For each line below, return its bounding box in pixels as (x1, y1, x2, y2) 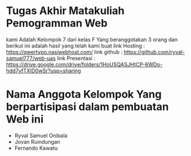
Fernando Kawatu (14, 144, 58, 151)
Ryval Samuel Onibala (14, 132, 68, 139)
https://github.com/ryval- (123, 48, 185, 55)
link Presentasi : (56, 55, 96, 62)
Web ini (6, 113, 44, 126)
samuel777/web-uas (6, 55, 56, 62)
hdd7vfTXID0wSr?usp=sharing (6, 67, 81, 74)
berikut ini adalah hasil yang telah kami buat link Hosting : (6, 42, 145, 49)
